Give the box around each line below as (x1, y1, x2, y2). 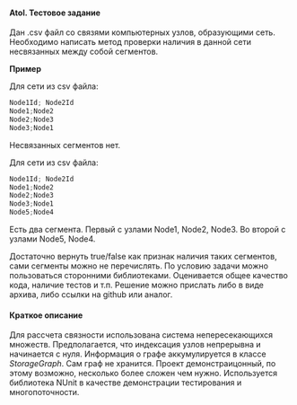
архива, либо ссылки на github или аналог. (9, 289, 173, 300)
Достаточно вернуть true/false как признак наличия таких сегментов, (9, 251, 277, 262)
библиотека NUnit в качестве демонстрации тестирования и (9, 377, 242, 388)
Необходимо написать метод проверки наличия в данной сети (9, 37, 251, 48)
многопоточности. (9, 387, 80, 398)
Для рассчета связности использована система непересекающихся (9, 330, 274, 340)
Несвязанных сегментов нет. (9, 139, 121, 150)
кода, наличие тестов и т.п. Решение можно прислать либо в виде (9, 279, 265, 291)
